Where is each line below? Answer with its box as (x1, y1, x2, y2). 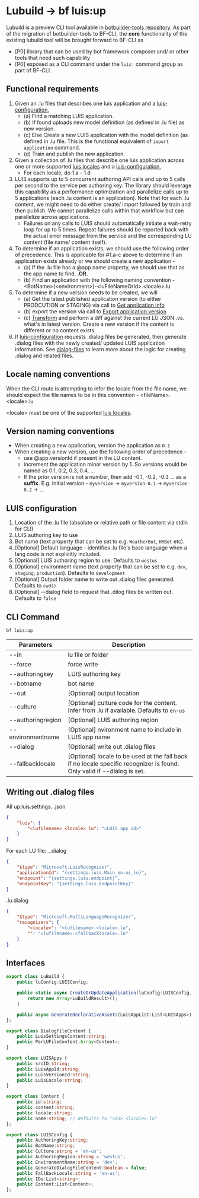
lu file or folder (68, 651, 108, 659)
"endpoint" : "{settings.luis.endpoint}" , (17, 875, 120, 881)
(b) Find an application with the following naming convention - (23, 276, 175, 283)
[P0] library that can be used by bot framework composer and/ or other (14, 47, 190, 55)
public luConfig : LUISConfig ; (17, 979, 89, 986)
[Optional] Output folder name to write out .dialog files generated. (14, 576, 175, 583)
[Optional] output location (68, 689, 140, 697)
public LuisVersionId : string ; (17, 1072, 92, 1078)
